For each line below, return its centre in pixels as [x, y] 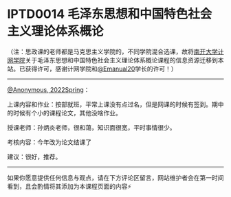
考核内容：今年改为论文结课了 [49, 142]
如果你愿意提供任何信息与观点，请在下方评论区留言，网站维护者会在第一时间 [115, 177]
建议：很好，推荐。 [34, 157]
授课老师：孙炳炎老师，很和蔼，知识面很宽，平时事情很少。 [91, 127]
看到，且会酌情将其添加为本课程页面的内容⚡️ [69, 186]
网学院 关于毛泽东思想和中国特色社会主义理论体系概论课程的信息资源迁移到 [112, 60]
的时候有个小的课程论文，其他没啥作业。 [64, 113]
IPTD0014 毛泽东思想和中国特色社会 [110, 14]
